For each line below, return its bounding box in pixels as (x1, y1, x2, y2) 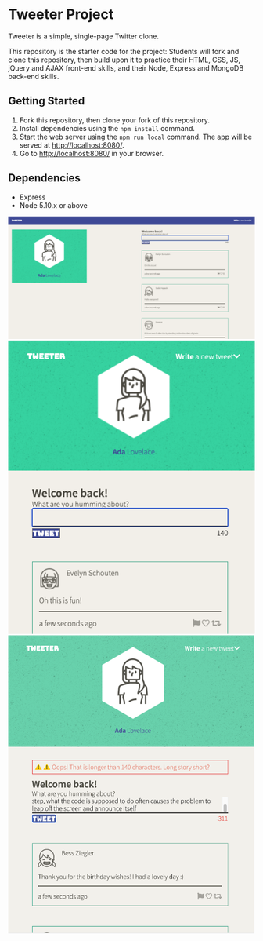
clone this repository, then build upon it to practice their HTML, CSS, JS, (8, 55, 241, 64)
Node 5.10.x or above (19, 200, 88, 210)
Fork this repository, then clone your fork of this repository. (19, 115, 210, 125)
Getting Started (8, 94, 85, 108)
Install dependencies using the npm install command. (19, 123, 196, 133)
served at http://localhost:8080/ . (19, 140, 124, 150)
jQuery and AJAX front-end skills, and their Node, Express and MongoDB (8, 63, 244, 72)
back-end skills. (8, 71, 59, 81)
